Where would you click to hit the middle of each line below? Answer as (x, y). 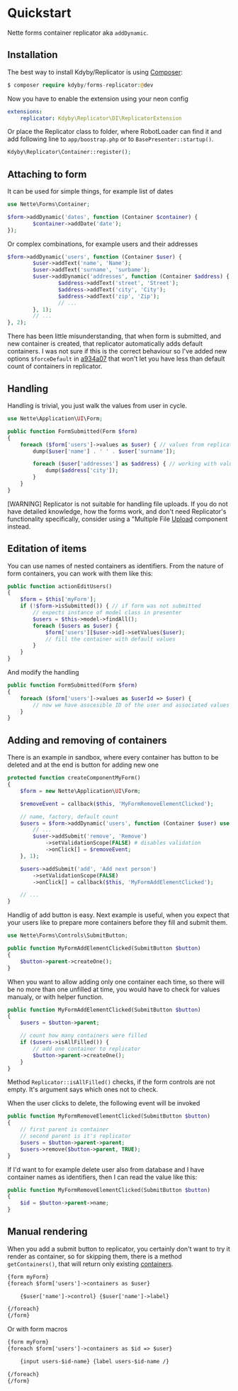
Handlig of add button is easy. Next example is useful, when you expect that (119, 915)
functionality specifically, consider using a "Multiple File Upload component (118, 519)
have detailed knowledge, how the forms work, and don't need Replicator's (117, 511)
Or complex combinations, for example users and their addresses (103, 244)
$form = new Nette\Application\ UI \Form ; (80, 791)
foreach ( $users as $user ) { (76, 626)
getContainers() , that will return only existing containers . (90, 1263)
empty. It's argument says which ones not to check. (83, 1090)
